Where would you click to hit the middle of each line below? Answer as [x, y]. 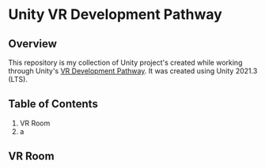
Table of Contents [53, 104]
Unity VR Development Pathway [115, 15]
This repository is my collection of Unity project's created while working [125, 62]
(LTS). [18, 79]
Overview [33, 44]
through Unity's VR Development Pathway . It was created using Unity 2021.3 [133, 71]
